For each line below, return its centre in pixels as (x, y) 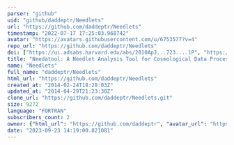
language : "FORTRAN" (37, 111)
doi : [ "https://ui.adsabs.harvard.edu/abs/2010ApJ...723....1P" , (104, 53)
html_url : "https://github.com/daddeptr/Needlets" (82, 78)
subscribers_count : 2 (39, 117)
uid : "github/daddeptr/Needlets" (56, 20)
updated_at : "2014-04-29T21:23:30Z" (60, 91)
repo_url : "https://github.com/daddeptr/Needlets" (82, 46)
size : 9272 (23, 105)
